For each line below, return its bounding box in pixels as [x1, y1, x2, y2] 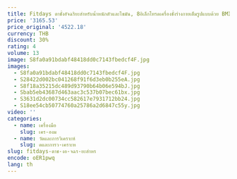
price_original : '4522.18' [7, 23, 87, 30]
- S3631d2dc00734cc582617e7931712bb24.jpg [13, 96, 140, 103]
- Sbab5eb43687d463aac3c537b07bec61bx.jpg [13, 89, 140, 96]
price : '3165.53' [7, 17, 59, 24]
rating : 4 [7, 43, 37, 50]
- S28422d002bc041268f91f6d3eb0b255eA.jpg [13, 75, 140, 83]
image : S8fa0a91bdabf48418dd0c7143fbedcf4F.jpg [7, 56, 150, 63]
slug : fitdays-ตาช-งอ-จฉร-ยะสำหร [7, 148, 97, 155]
